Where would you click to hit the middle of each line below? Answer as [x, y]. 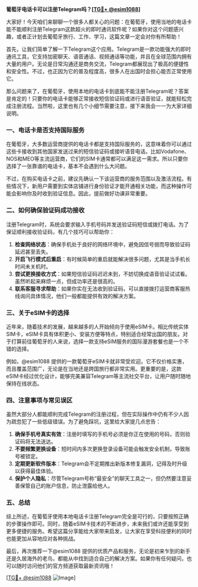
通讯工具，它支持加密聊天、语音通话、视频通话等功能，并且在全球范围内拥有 [99, 56]
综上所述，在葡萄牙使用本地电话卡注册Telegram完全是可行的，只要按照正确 [98, 517]
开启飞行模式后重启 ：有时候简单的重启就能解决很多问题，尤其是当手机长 [102, 259]
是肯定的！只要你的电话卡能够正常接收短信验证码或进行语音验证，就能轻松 [96, 99]
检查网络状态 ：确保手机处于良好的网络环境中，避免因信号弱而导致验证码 [102, 244]
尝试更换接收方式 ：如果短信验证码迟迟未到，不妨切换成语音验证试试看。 [102, 273]
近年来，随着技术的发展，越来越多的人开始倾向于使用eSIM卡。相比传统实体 [98, 327]
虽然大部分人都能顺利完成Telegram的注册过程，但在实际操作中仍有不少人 [95, 414]
